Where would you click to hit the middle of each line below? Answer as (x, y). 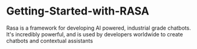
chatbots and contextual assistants (50, 41)
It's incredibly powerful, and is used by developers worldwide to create (95, 34)
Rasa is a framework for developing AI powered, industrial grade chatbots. (99, 28)
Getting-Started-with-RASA (78, 11)
